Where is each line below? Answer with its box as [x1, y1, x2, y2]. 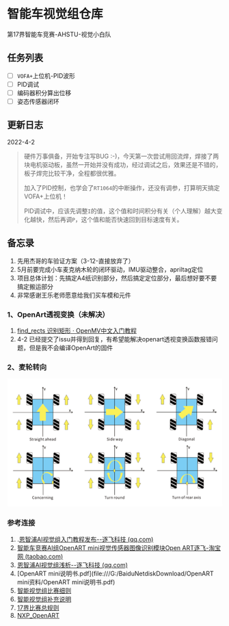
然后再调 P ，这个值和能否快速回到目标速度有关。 [47, 215, 183, 223]
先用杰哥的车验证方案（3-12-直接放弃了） [16, 257, 135, 265]
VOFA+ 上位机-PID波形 [16, 71, 75, 79]
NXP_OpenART [16, 611, 60, 619]
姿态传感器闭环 [16, 97, 59, 105]
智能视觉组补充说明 [16, 595, 72, 603]
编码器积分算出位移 [16, 88, 72, 96]
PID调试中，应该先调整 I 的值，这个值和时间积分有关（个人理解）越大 [23, 207, 217, 215]
